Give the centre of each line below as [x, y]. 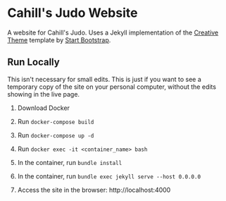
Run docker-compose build [56, 121]
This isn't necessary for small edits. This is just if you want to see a [105, 79]
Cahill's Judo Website [73, 13]
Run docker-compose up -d [56, 135]
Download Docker [44, 108]
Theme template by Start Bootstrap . [59, 39]
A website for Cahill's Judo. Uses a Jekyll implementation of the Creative [113, 32]
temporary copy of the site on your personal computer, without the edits [112, 87]
